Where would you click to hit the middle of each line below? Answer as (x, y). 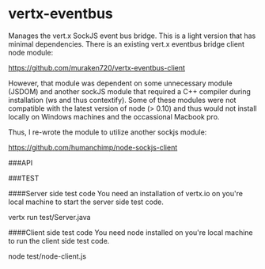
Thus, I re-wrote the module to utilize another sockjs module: (108, 132)
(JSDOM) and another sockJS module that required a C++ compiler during (130, 91)
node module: (31, 52)
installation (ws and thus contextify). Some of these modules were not (122, 100)
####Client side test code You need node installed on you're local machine (131, 232)
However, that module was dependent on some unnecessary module (120, 83)
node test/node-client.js (47, 256)
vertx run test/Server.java (49, 217)
